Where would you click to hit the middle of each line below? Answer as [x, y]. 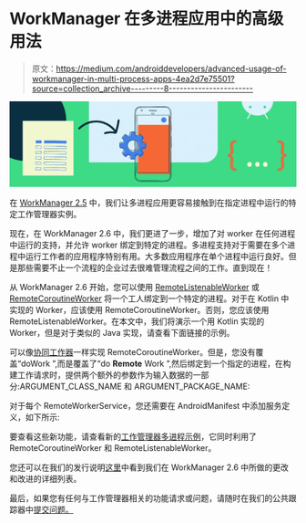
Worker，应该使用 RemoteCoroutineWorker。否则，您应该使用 [152, 310]
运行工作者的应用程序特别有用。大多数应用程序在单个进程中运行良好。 [157, 256]
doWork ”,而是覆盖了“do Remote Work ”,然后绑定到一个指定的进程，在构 [156, 364]
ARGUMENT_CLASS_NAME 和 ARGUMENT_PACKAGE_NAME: [135, 387]
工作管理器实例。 [49, 214]
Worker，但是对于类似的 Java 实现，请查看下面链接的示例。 [122, 333]
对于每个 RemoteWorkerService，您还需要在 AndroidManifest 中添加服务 [146, 406]
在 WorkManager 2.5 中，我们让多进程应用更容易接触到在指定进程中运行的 [149, 203]
